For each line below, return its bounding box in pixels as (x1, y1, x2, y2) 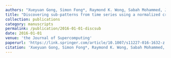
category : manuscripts (5, 21, 53, 27)
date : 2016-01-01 (5, 31, 42, 36)
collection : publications (5, 17, 60, 22)
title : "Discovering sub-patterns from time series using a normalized (5, 12, 160, 17)
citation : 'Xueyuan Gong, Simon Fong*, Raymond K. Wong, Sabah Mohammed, (5, 45, 165, 50)
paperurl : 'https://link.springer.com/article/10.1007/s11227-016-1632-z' (5, 40, 167, 45)
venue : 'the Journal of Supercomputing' (5, 36, 93, 41)
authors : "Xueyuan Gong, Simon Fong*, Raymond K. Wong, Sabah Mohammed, (5, 7, 163, 13)
